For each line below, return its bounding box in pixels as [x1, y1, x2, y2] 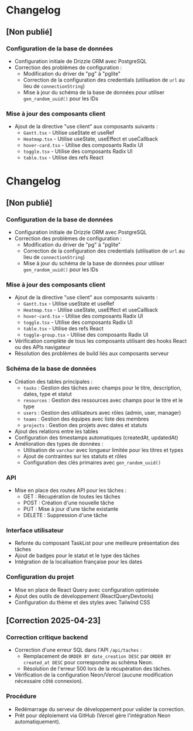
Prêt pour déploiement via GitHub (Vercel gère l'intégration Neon [14, 712, 171, 719]
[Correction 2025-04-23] [6, 616, 101, 626]
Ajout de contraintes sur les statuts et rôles [23, 452, 127, 460]
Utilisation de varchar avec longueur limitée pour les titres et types [23, 446, 184, 453]
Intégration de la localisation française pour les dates [14, 558, 143, 565]
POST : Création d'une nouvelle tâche [23, 499, 115, 506]
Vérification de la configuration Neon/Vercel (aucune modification [14, 671, 174, 678]
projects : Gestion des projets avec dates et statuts [23, 421, 147, 428]
